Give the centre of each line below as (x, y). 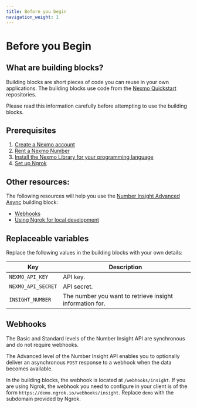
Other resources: (38, 182)
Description (125, 267)
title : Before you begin (36, 11)
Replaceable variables (47, 238)
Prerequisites (31, 130)
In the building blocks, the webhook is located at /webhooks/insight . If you (96, 380)
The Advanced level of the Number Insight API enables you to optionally (93, 356)
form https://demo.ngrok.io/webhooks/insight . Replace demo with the (90, 392)
